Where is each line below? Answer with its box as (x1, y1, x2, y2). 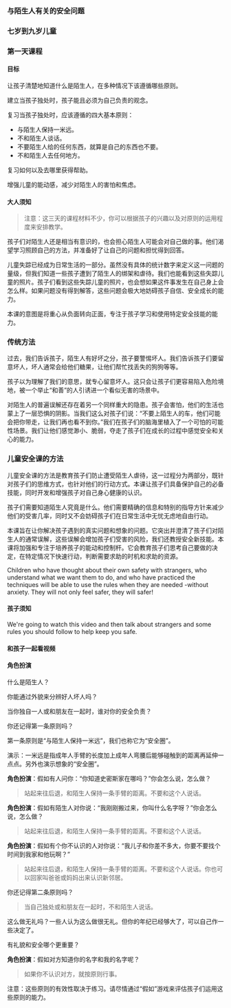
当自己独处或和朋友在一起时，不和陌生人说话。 (23, 903, 157, 911)
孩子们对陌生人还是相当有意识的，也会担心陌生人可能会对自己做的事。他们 (7, 238, 218, 246)
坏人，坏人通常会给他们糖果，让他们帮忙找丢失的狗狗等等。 (12, 363, 182, 371)
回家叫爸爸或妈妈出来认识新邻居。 (30, 873, 127, 881)
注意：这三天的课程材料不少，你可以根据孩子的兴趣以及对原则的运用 (23, 214, 217, 223)
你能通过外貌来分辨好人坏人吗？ (7, 692, 98, 701)
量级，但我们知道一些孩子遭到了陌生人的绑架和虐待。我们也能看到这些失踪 (7, 269, 218, 278)
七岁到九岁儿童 (7, 26, 57, 36)
